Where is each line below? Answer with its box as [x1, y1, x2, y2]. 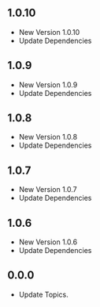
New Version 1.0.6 [18, 237, 78, 247]
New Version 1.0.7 [18, 185, 78, 194]
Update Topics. [18, 290, 69, 299]
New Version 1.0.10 [18, 27, 80, 36]
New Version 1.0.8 [18, 132, 78, 142]
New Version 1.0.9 [18, 79, 78, 90]
